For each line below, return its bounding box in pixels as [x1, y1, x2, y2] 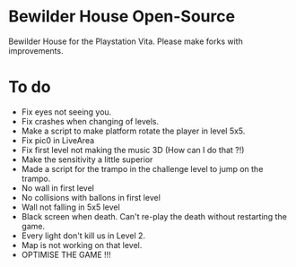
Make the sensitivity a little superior [21, 154, 153, 165]
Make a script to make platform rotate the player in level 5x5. [21, 125, 246, 136]
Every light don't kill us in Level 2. [21, 230, 145, 241]
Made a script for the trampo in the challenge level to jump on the [21, 163, 264, 174]
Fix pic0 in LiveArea [21, 134, 95, 145]
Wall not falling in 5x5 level [21, 202, 120, 212]
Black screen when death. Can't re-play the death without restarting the [21, 211, 288, 221]
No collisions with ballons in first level [21, 192, 161, 202]
